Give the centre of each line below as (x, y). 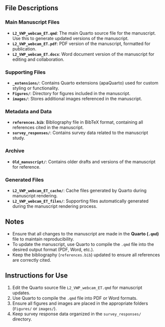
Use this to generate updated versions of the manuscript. (70, 38)
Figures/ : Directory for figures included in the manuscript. (71, 93)
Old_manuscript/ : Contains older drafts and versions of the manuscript (84, 162)
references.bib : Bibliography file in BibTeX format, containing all (78, 122)
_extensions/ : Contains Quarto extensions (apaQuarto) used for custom (85, 83)
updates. (21, 293)
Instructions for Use (37, 276)
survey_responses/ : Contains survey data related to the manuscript (80, 133)
